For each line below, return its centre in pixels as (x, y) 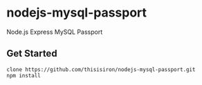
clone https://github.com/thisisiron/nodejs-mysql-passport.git (101, 69)
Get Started (32, 54)
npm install (24, 75)
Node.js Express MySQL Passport (55, 32)
